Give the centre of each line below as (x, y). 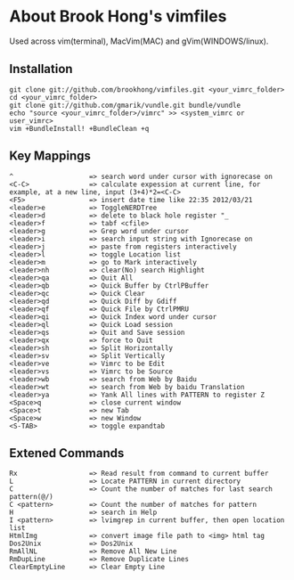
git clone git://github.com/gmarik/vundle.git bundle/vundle (125, 105)
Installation (41, 69)
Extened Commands (67, 453)
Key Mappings (50, 156)
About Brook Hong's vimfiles (118, 16)
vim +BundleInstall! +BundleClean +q (79, 128)
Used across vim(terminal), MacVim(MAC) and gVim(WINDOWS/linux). (139, 41)
